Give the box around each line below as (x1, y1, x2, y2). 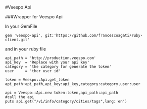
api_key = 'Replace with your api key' (5, 60, 90, 65)
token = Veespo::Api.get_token (5, 77, 70, 82)
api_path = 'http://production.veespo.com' (5, 55, 97, 60)
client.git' (5, 37, 30, 42)
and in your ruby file (5, 46, 46, 52)
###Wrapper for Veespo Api (5, 14, 63, 19)
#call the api (5, 95, 35, 100)
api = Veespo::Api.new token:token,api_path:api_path (5, 90, 119, 95)
